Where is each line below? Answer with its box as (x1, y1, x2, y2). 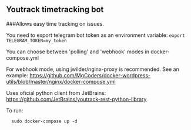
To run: (6, 107, 24, 114)
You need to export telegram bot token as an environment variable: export (6, 32, 185, 39)
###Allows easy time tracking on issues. (6, 20, 104, 27)
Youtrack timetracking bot (6, 5, 104, 15)
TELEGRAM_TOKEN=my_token (6, 37, 67, 43)
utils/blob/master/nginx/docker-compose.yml (6, 78, 116, 85)
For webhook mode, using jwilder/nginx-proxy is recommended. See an (6, 66, 179, 73)
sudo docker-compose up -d (11, 118, 78, 124)
